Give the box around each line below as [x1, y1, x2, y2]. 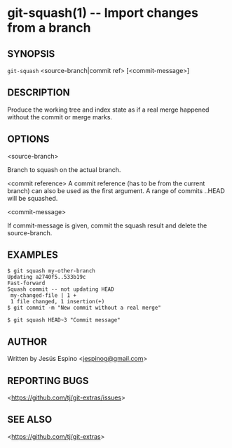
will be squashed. [7, 194, 58, 202]
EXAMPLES [7, 249, 58, 261]
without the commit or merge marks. [7, 112, 113, 121]
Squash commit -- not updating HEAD [7, 286, 114, 293]
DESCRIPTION [7, 86, 70, 99]
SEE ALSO [7, 414, 53, 426]
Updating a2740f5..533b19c [7, 274, 86, 281]
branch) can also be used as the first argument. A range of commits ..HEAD [7, 186, 226, 195]
